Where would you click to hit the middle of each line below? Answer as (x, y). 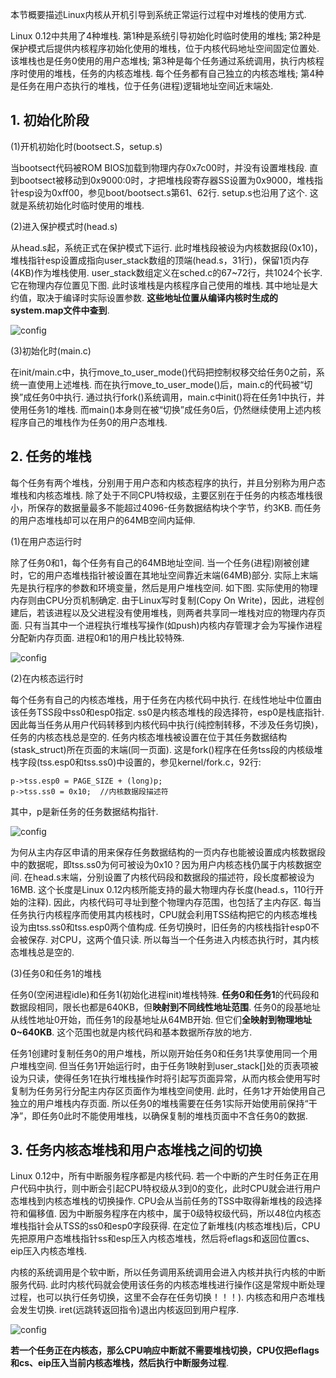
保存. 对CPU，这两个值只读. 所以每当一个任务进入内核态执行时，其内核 (173, 939)
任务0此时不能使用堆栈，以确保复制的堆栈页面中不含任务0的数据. (174, 1115)
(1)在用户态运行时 (46, 541)
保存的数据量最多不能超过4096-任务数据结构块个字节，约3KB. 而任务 (179, 507)
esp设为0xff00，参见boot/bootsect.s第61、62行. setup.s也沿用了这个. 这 (168, 192)
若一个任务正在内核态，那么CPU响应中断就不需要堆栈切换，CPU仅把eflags (165, 1350)
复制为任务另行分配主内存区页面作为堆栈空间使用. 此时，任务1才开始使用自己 (168, 1090)
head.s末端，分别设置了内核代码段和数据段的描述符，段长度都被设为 (173, 877)
